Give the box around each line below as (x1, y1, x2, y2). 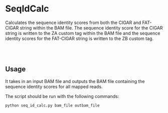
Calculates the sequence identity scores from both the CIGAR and (5, 19, 141, 25)
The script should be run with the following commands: (5, 93, 119, 99)
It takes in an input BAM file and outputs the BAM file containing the (5, 78, 145, 84)
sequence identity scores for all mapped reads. (5, 83, 103, 89)
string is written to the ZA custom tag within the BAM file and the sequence (5, 30, 160, 36)
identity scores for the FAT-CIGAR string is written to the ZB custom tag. (5, 35, 154, 41)
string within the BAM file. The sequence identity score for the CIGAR (20, 24, 163, 30)
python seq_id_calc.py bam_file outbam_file (5, 103, 100, 108)
